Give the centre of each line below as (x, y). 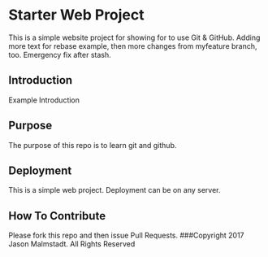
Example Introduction (44, 100)
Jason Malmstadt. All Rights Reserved (72, 244)
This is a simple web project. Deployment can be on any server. (115, 190)
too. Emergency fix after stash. (60, 54)
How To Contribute (57, 216)
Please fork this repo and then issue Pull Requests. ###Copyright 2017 (127, 235)
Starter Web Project (76, 15)
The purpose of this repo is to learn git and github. (93, 145)
